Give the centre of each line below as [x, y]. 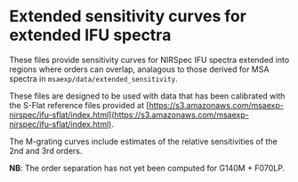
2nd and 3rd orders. [46, 150]
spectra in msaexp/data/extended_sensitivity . [93, 78]
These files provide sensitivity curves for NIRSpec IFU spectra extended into [149, 59]
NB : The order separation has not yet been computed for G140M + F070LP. [147, 168]
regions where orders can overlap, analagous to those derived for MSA [139, 69]
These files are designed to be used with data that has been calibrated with [147, 96]
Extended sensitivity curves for [128, 16]
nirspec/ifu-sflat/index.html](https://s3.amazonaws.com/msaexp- [129, 115]
